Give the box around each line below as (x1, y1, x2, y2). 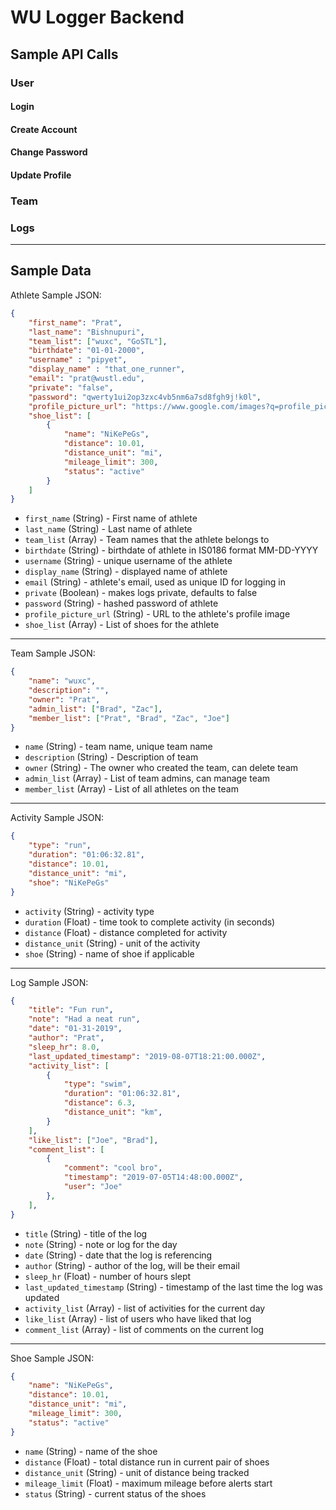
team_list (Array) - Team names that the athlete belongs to (24, 534, 270, 546)
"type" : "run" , (28, 841, 92, 851)
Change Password (10, 146, 88, 158)
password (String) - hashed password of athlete (24, 597, 219, 610)
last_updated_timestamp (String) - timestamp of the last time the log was (24, 1281, 323, 1293)
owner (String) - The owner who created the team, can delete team (24, 762, 299, 774)
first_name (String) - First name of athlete (24, 512, 198, 525)
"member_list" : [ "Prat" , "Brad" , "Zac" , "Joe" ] (28, 713, 230, 723)
